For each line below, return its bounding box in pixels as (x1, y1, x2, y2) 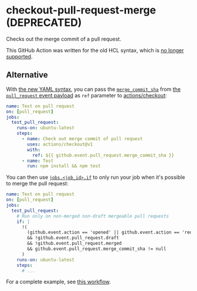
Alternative (6, 70, 48, 80)
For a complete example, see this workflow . (6, 278, 111, 285)
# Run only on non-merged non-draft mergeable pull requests (16, 213, 169, 219)
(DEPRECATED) (6, 16, 82, 29)
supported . (6, 53, 33, 60)
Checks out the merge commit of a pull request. (6, 35, 121, 42)
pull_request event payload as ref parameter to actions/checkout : (6, 92, 167, 99)
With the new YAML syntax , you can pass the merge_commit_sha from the (6, 86, 181, 93)
